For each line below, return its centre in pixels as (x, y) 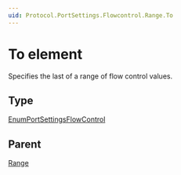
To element (45, 54)
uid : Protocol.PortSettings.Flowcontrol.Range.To (91, 15)
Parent (25, 144)
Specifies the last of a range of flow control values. (90, 76)
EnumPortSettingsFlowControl (57, 119)
